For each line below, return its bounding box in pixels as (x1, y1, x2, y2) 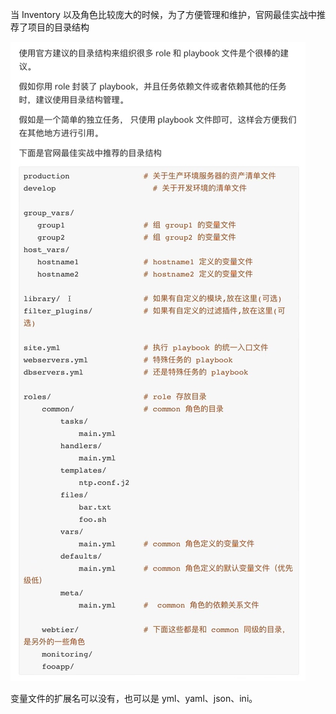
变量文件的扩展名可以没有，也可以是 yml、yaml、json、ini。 (10, 693, 258, 704)
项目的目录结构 (27, 21, 90, 33)
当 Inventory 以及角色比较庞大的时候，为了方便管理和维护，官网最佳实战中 (10, 9, 317, 20)
